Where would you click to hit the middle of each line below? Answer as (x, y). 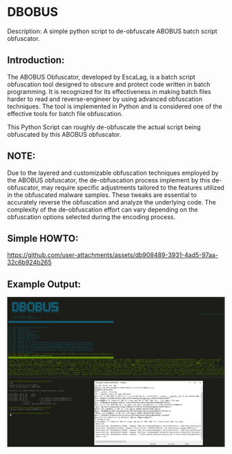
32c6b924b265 (29, 263)
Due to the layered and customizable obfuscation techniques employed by (113, 173)
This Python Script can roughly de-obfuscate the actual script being (104, 127)
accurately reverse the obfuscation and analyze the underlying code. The (112, 202)
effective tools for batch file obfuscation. (65, 113)
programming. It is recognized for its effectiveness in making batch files (109, 91)
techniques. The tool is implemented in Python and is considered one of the (115, 106)
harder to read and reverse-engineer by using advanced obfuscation (105, 99)
